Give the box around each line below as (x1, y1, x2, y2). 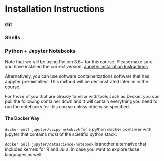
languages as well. (5, 151, 43, 157)
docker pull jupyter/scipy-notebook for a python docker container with (5, 126, 152, 132)
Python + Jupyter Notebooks (5, 47, 76, 54)
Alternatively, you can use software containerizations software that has (5, 73, 149, 79)
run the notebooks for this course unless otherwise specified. (5, 104, 130, 110)
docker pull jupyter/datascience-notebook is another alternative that (5, 141, 147, 147)
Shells (5, 34, 21, 41)
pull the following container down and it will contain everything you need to (5, 98, 158, 104)
